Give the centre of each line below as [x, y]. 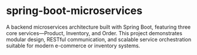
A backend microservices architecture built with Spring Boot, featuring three [98, 27]
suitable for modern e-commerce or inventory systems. [73, 46]
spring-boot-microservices [74, 11]
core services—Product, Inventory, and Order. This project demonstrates [94, 33]
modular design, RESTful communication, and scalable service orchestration [99, 39]
